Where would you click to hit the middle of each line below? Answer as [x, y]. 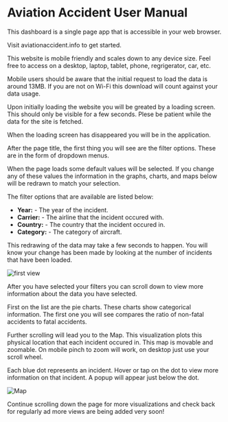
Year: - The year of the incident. [62, 210]
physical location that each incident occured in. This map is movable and [110, 342]
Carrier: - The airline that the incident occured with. [90, 217]
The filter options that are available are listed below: [80, 197]
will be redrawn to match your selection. [64, 183]
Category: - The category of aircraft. [69, 232]
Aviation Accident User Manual [98, 13]
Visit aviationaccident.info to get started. [65, 45]
